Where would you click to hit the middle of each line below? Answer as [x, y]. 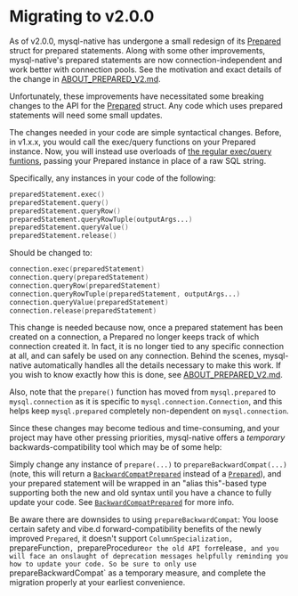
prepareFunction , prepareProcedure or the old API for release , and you [144, 548]
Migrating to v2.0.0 [82, 16]
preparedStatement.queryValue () [69, 228]
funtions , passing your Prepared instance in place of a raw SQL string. [138, 160]
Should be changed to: [51, 253]
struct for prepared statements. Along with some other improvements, [137, 50]
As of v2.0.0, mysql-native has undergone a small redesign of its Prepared [145, 41]
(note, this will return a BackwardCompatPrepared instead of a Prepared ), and [145, 474]
